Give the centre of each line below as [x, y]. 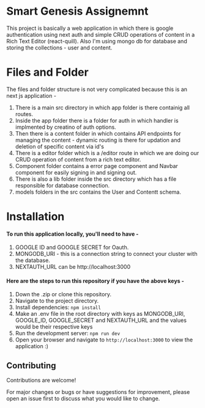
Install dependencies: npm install [58, 307]
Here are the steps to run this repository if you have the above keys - [95, 281]
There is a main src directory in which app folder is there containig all [102, 107]
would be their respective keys [54, 327]
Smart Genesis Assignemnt [77, 11]
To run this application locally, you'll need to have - [73, 234]
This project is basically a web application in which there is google [90, 28]
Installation [35, 217]
